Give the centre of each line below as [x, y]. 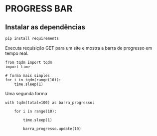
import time [17, 67]
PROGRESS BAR [39, 9]
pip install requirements [32, 38]
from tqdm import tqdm [29, 62]
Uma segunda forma [26, 93]
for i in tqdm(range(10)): [33, 80]
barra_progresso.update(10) [52, 129]
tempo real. [17, 53]
